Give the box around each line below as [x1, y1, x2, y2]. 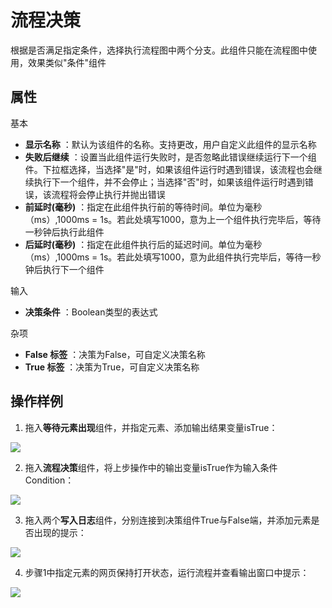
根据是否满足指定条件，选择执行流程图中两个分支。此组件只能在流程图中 [10, 44, 308, 56]
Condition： [24, 474, 75, 486]
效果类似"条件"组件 [27, 56, 107, 68]
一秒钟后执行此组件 [24, 226, 105, 238]
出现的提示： [33, 526, 87, 538]
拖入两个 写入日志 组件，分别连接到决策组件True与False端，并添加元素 [24, 514, 312, 526]
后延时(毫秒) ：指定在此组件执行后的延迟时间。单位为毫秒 [24, 238, 263, 250]
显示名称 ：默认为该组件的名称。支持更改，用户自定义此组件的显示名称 [24, 138, 317, 150]
